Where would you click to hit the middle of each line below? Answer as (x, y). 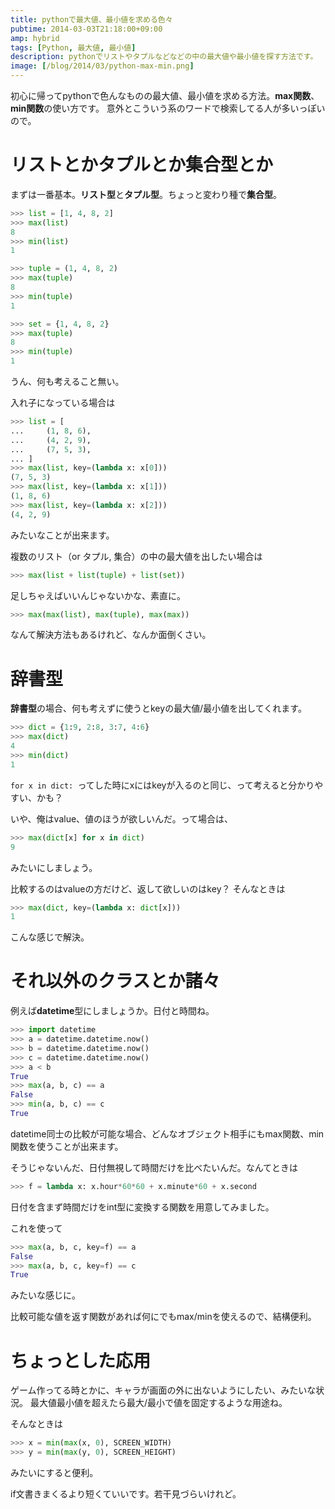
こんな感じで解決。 (50, 937)
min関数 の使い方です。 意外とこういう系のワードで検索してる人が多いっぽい (168, 108)
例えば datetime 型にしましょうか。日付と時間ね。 (112, 1011)
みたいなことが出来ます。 (62, 535)
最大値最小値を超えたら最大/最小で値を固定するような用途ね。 (158, 1403)
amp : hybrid (35, 38)
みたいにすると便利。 (54, 1472)
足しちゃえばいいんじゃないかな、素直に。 (98, 595)
